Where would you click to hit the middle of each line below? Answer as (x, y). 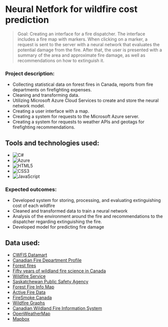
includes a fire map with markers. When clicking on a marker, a (82, 39)
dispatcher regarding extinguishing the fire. (57, 222)
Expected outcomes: (31, 189)
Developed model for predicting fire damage (58, 227)
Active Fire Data (29, 292)
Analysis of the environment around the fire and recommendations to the (88, 216)
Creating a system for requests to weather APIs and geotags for (78, 122)
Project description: (30, 73)
